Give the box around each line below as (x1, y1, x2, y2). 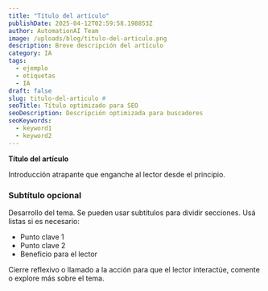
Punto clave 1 (19, 231, 64, 242)
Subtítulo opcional (8, 189, 82, 201)
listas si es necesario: (8, 216, 80, 226)
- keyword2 (15, 131, 52, 139)
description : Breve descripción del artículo (8, 42, 163, 50)
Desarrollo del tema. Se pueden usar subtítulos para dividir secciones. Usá (8, 207, 256, 218)
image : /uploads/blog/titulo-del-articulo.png (8, 34, 167, 43)
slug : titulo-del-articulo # (8, 94, 106, 102)
